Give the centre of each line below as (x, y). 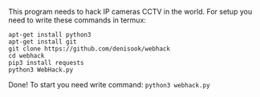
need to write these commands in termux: (77, 20)
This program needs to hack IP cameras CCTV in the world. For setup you (130, 12)
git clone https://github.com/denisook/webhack (89, 49)
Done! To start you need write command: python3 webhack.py (109, 85)
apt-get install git (43, 42)
